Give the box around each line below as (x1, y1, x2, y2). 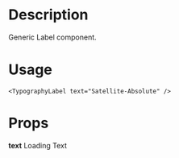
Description (8, 6, 89, 24)
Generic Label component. (8, 32, 97, 42)
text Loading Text (8, 140, 67, 150)
